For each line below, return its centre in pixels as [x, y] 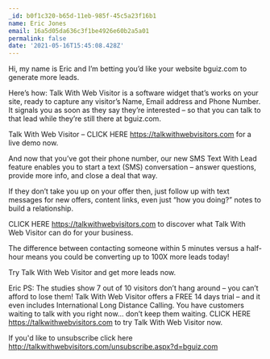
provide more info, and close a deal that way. [83, 176]
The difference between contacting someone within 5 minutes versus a [127, 248]
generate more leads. [44, 77]
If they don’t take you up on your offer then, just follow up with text [119, 191]
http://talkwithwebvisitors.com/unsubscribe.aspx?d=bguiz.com [113, 347]
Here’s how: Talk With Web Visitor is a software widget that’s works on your [134, 93]
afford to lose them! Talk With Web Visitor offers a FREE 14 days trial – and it [134, 297]
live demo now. [33, 143]
